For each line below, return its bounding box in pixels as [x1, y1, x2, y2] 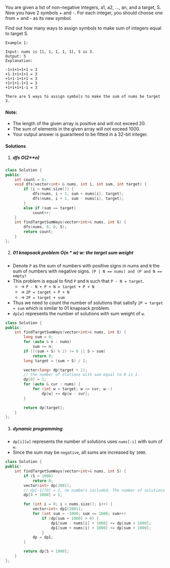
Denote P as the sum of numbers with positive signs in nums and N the [12, 262, 160, 268]
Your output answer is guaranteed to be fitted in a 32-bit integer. [12, 131, 148, 137]
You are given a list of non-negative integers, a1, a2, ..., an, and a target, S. [5, 5, 161, 10]
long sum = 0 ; [23, 334, 53, 340]
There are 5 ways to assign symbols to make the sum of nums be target [5, 94, 160, 99]
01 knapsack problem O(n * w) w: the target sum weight [12, 250, 134, 256]
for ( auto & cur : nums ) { [23, 382, 81, 387]
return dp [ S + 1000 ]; [23, 549, 70, 554]
